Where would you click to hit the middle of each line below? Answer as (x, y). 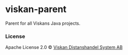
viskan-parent (36, 9)
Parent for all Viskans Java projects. (43, 23)
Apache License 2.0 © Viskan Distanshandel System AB (64, 47)
